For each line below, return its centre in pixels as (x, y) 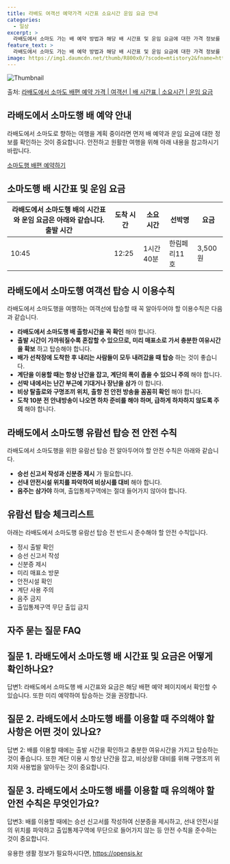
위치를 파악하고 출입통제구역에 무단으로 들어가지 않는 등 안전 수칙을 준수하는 (116, 830)
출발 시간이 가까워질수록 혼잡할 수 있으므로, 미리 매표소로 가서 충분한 (107, 340)
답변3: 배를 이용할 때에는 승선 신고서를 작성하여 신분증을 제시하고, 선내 (101, 821)
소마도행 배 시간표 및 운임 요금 (66, 188)
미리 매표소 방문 (38, 572)
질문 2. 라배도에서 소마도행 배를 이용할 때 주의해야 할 (111, 719)
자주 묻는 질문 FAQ (44, 631)
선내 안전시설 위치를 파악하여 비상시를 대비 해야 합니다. (89, 482)
